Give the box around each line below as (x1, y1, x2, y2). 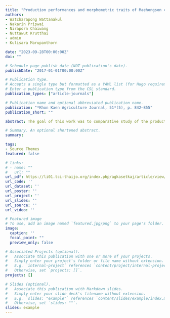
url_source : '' (5, 203, 37, 208)
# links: (5, 160, 24, 165)
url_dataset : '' (5, 184, 39, 189)
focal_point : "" (10, 235, 44, 240)
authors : (5, 12, 24, 17)
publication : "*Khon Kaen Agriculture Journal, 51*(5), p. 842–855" (5, 105, 153, 110)
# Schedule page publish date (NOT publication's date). (5, 63, 128, 68)
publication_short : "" (5, 110, 53, 115)
